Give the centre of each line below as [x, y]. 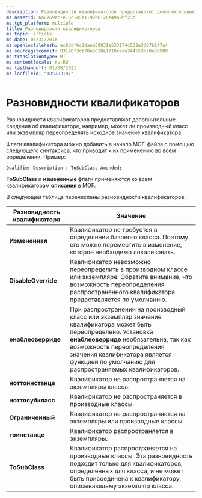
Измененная [28, 241]
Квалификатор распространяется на [124, 449]
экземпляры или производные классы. [127, 422]
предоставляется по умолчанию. [118, 300]
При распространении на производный [128, 309]
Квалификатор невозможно [111, 262]
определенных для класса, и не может [127, 471]
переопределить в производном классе [129, 269]
